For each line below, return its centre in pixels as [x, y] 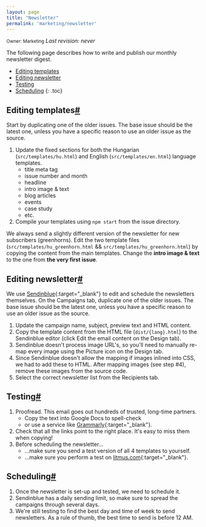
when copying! [34, 437]
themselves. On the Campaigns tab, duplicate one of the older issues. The [100, 300]
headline [35, 182]
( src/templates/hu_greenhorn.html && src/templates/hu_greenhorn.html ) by [102, 247]
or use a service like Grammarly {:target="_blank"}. [88, 424]
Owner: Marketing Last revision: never [51, 41]
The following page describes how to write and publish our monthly [92, 53]
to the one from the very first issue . [52, 260]
